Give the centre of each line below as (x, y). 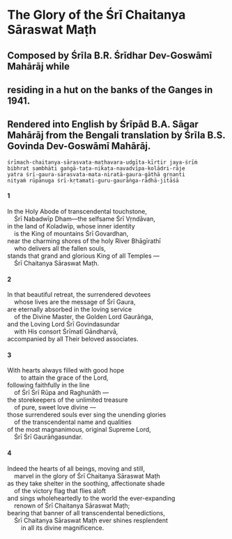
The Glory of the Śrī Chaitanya (96, 15)
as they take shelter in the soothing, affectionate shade (86, 483)
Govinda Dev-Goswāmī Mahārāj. (79, 146)
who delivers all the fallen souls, (60, 248)
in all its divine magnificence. (62, 528)
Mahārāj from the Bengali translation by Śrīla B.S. (116, 135)
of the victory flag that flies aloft (60, 490)
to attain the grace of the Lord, (65, 378)
